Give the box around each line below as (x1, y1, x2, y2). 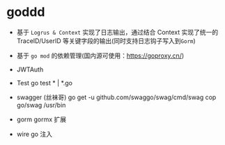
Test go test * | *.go (16, 78, 72, 87)
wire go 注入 (16, 130, 53, 138)
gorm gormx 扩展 (16, 115, 67, 123)
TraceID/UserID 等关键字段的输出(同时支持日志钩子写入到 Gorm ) (16, 36, 196, 45)
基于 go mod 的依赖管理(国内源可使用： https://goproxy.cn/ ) (16, 51, 185, 60)
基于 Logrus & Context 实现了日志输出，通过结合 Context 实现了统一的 (16, 28, 219, 36)
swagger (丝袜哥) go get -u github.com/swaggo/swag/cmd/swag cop (16, 93, 217, 101)
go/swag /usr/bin (16, 101, 66, 109)
